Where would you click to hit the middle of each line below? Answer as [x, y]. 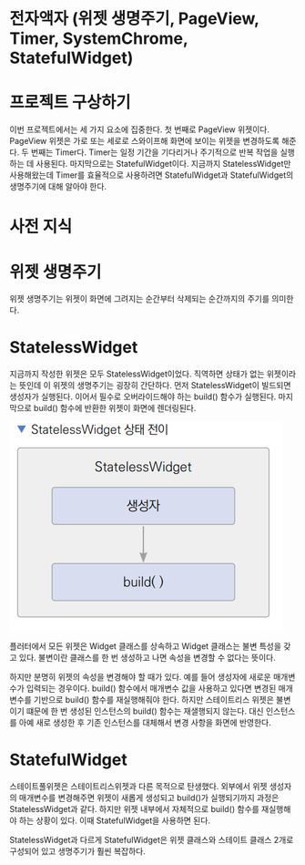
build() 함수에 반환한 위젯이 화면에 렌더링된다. [115, 408]
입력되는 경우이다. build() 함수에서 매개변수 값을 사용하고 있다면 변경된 [151, 688]
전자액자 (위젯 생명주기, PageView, [134, 19]
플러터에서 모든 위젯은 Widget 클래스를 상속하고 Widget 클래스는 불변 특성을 [146, 646]
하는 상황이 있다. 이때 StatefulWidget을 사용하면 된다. [115, 820]
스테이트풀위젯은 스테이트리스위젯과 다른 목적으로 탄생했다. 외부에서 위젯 [138, 787]
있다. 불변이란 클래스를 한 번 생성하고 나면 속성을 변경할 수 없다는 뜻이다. [147, 658]
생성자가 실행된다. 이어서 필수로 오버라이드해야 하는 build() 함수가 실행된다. [143, 396]
